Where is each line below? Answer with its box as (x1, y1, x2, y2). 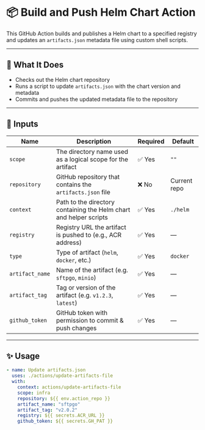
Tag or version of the (56, 283, 116, 291)
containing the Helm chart (56, 205, 131, 214)
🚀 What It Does (6, 60, 64, 70)
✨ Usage (6, 351, 40, 361)
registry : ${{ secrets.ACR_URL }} (17, 412, 105, 419)
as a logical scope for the (56, 155, 129, 163)
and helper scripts (56, 213, 109, 221)
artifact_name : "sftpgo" (17, 401, 81, 407)
